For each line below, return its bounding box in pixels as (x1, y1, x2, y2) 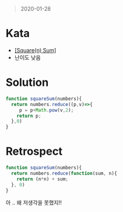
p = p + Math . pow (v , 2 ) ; (19, 107, 74, 113)
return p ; (16, 113, 42, 119)
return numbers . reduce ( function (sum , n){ (11, 170, 118, 176)
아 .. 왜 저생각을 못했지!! (5, 199, 62, 207)
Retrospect (5, 144, 63, 158)
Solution (5, 76, 49, 90)
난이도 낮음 (14, 54, 41, 61)
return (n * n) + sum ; (16, 176, 68, 182)
